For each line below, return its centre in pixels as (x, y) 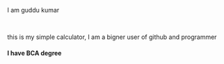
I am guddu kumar (33, 10)
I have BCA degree (34, 53)
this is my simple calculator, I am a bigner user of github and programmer (112, 37)
